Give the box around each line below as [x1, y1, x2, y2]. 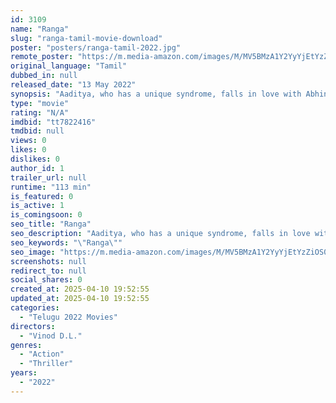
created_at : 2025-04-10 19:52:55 [10, 284, 150, 295]
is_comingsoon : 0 [10, 210, 83, 220]
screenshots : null [10, 256, 87, 266]
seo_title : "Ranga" [10, 219, 92, 230]
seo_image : [10, 247, 56, 257]
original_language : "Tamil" [10, 61, 128, 71]
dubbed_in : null [10, 71, 78, 81]
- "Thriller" [19, 359, 74, 369]
